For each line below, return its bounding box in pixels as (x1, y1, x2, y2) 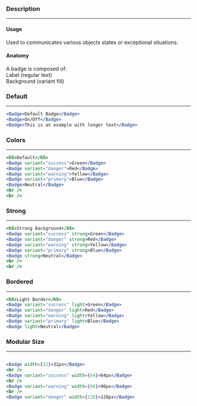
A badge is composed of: (6, 65, 67, 72)
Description (6, 5, 40, 13)
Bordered (6, 278, 33, 286)
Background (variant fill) (6, 77, 64, 84)
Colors (6, 136, 26, 144)
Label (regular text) (6, 71, 53, 78)
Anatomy (6, 52, 29, 59)
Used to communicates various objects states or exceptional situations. (6, 39, 179, 46)
